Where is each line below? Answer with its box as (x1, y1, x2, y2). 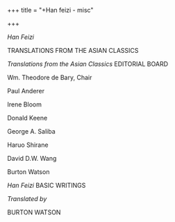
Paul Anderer (7, 87, 45, 95)
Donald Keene (7, 114, 48, 122)
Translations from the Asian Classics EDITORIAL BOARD (7, 60, 169, 68)
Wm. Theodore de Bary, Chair (7, 73, 92, 81)
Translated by (7, 195, 47, 203)
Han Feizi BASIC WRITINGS (7, 181, 86, 189)
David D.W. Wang (7, 154, 57, 162)
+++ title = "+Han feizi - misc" (7, 6, 94, 14)
